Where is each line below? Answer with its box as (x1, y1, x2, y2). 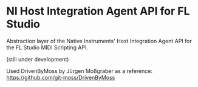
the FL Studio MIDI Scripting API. (6, 44, 88, 51)
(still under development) (6, 55, 69, 63)
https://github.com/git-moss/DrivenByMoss (6, 74, 115, 81)
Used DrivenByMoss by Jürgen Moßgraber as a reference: (6, 67, 153, 74)
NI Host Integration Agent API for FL (6, 4, 190, 18)
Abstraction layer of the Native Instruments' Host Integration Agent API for (6, 37, 193, 44)
